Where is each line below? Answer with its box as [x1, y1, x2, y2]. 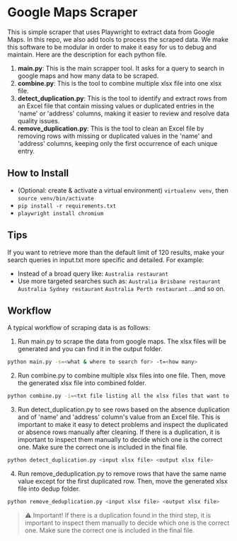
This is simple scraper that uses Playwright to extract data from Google [7, 28, 215, 36]
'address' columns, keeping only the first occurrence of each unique [17, 139, 218, 147]
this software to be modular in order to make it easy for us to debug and [7, 42, 217, 51]
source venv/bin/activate [17, 195, 94, 202]
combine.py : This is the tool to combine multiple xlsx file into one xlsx [17, 79, 222, 87]
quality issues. [17, 116, 60, 125]
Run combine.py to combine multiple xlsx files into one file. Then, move [17, 371, 226, 380]
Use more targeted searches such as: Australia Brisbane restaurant [17, 277, 221, 285]
